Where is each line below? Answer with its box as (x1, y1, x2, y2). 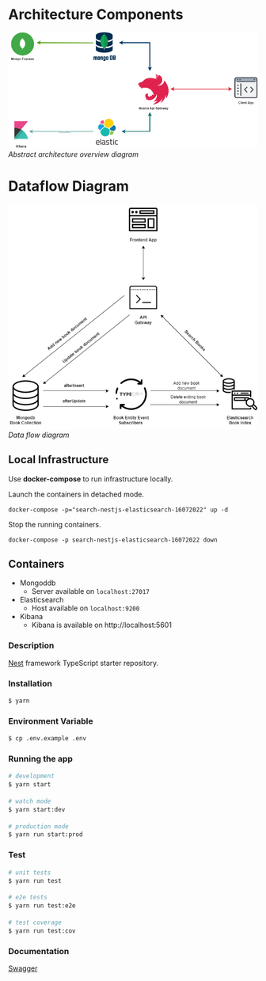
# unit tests (8, 869, 51, 876)
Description (8, 640, 55, 651)
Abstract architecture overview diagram (8, 149, 139, 159)
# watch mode (8, 797, 51, 805)
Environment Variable (8, 715, 93, 726)
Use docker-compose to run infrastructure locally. (8, 473, 173, 484)
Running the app (8, 753, 74, 764)
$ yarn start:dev (8, 805, 66, 813)
